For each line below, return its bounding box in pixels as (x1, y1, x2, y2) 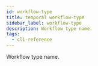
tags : (6, 31, 20, 37)
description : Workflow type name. (6, 25, 93, 32)
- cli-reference (11, 37, 52, 43)
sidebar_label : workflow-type (6, 20, 82, 26)
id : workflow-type (6, 8, 52, 15)
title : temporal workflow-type (6, 14, 85, 20)
